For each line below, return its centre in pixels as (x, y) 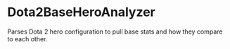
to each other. (27, 38)
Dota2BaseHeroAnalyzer (82, 12)
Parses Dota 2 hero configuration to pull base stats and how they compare (115, 31)
